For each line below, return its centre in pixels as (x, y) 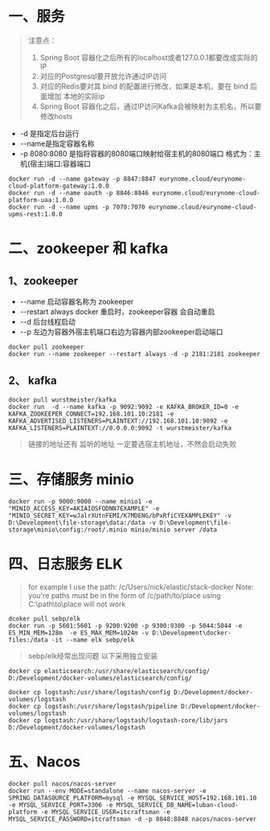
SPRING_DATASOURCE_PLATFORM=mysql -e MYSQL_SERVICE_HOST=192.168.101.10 (133, 798)
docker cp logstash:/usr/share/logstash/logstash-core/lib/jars (118, 720)
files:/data (28, 640)
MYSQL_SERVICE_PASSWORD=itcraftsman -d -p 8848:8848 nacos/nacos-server (133, 819)
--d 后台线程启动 (48, 321)
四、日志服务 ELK (65, 564)
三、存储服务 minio (71, 479)
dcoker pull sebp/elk (45, 618)
